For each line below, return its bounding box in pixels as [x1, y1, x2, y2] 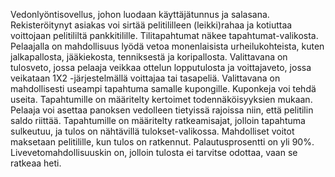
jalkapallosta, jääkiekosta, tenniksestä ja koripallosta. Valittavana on [10, 51, 288, 63]
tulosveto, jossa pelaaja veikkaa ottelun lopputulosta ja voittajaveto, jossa [10, 62, 312, 73]
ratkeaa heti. [10, 157, 62, 169]
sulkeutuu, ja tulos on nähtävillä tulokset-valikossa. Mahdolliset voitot [10, 125, 295, 137]
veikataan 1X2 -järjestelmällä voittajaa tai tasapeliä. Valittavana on [10, 72, 281, 84]
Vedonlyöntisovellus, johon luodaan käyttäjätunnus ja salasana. [10, 9, 270, 20]
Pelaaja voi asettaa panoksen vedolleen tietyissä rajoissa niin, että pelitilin [10, 104, 314, 116]
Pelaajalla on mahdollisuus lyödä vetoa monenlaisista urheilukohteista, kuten [10, 40, 325, 52]
